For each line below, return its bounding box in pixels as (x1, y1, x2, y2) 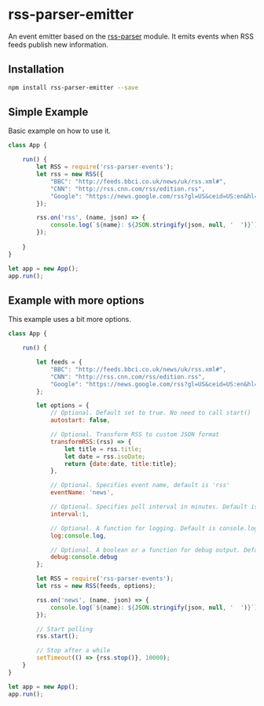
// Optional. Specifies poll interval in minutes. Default (49, 503, 247, 511)
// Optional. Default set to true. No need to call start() (49, 409, 251, 417)
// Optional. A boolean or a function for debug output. (49, 545, 241, 554)
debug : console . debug (49, 553, 118, 561)
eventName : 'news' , (49, 489, 114, 497)
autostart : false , (49, 416, 111, 424)
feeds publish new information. (8, 39, 108, 49)
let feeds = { (36, 358, 82, 366)
